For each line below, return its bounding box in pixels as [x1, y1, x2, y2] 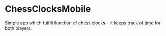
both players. [5, 25, 32, 31]
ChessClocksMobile [5, 3, 91, 15]
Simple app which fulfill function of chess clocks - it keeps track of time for [5, 20, 161, 26]
